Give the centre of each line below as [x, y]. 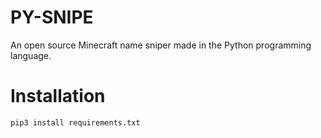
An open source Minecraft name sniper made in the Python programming [161, 45]
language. [31, 55]
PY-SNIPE [52, 17]
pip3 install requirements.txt [75, 122]
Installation [58, 96]
